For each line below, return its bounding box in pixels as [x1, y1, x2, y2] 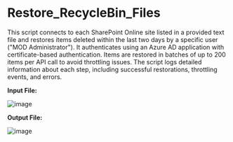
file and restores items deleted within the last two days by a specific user [7, 35, 218, 43]
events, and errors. [7, 72, 62, 81]
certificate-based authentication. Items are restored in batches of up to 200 [7, 50, 226, 59]
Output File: [7, 113, 43, 122]
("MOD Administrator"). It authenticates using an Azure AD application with [7, 43, 225, 51]
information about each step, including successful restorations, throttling [7, 65, 218, 73]
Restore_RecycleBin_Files [7, 5, 161, 21]
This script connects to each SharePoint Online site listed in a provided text [7, 28, 225, 36]
